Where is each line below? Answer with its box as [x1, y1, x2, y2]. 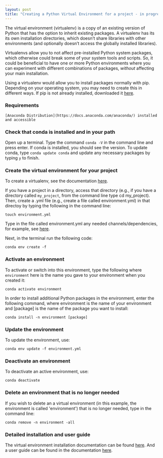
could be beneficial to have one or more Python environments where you [5, 60, 151, 66]
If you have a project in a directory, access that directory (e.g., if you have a [5, 188, 156, 193]
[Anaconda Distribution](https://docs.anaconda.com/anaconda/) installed [5, 113, 158, 118]
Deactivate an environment [5, 357, 70, 364]
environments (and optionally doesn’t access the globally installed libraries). [5, 40, 157, 46]
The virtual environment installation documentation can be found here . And [5, 442, 155, 448]
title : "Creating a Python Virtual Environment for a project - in [5, 12, 145, 16]
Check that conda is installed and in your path [5, 128, 115, 135]
